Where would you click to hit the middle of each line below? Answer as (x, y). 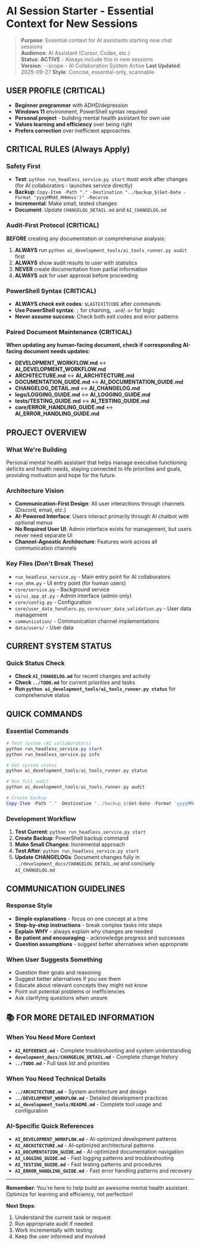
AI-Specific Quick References (50, 1126)
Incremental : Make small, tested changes (66, 204)
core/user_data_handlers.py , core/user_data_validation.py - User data (103, 608)
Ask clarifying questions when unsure (61, 998)
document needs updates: (57, 351)
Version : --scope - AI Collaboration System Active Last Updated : (101, 65)
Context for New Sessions (72, 24)
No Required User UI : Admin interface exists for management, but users (103, 529)
